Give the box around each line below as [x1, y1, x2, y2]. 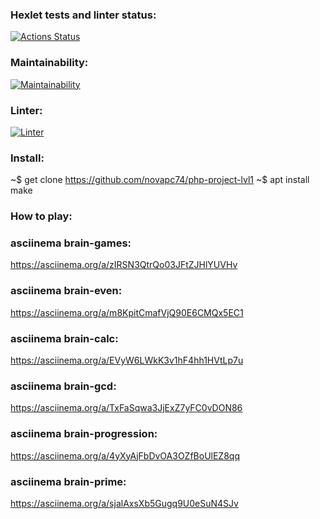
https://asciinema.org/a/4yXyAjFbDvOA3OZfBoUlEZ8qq [10, 449, 240, 462]
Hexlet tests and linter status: [10, 8, 157, 22]
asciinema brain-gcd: [10, 379, 117, 393]
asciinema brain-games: [10, 236, 132, 250]
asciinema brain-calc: [10, 331, 119, 345]
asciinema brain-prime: [10, 474, 127, 488]
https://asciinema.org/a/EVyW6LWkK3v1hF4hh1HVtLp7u [10, 354, 244, 366]
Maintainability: [10, 56, 89, 70]
